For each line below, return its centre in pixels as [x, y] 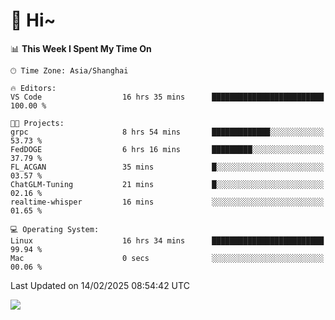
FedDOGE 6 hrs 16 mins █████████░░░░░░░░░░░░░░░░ [167, 149]
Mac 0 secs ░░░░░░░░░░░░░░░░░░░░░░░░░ [167, 258]
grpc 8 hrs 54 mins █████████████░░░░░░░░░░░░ [167, 132]
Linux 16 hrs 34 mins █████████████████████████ [167, 240]
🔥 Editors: [33, 88]
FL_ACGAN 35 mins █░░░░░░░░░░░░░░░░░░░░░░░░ [167, 167]
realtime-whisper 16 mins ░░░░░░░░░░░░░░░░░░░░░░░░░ [167, 202]
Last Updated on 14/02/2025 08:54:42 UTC [100, 285]
